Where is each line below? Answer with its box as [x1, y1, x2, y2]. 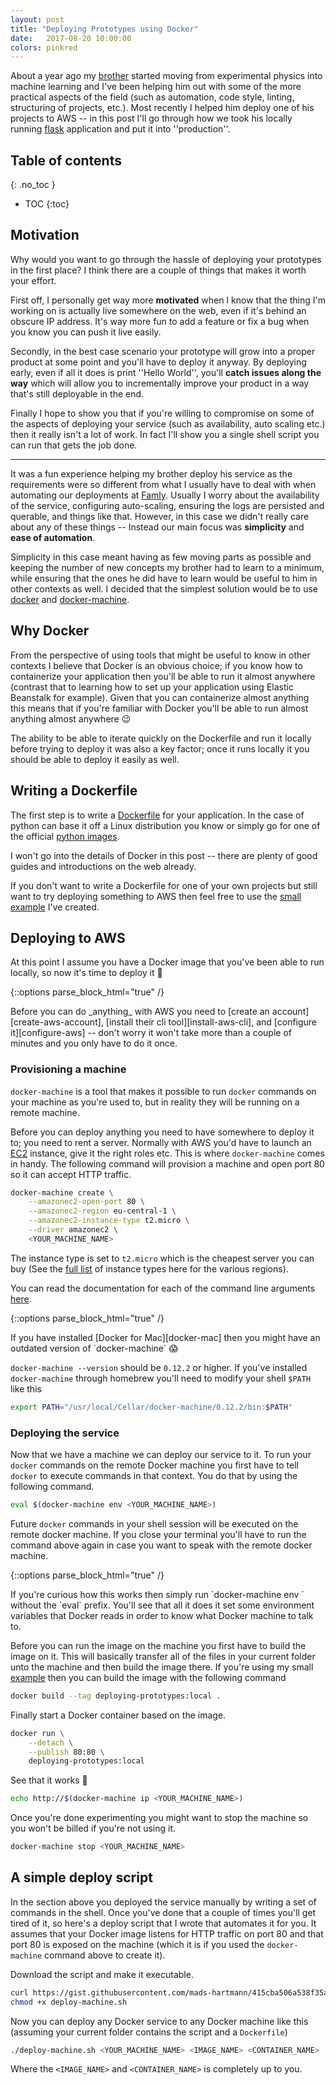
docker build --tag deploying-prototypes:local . [10, 1691, 222, 1701]
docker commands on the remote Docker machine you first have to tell [10, 1459, 299, 1471]
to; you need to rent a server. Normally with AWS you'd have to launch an [10, 1136, 312, 1148]
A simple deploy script [10, 1869, 153, 1886]
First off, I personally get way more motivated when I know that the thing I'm [10, 294, 327, 306]
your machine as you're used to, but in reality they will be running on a [10, 1096, 300, 1108]
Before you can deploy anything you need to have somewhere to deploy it [10, 1126, 315, 1138]
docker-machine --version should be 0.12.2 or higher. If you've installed [10, 1361, 308, 1373]
